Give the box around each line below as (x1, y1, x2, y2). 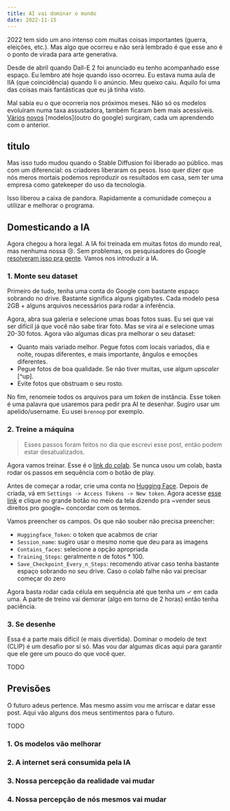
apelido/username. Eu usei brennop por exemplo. (7, 408, 145, 416)
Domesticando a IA (7, 221, 91, 233)
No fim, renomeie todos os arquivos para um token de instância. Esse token (7, 393, 221, 401)
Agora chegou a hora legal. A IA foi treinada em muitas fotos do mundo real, (7, 240, 222, 248)
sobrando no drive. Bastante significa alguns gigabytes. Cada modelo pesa (7, 294, 220, 303)
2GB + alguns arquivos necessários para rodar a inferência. (7, 302, 176, 310)
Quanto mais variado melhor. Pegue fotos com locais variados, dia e (16, 343, 210, 351)
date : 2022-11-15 (7, 17, 57, 23)
